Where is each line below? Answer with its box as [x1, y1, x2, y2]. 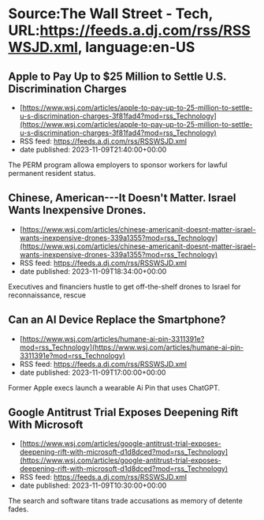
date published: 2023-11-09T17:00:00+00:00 [19, 368, 166, 377]
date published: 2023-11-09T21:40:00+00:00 [19, 145, 167, 154]
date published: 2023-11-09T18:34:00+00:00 [19, 266, 167, 276]
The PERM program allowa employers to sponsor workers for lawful [8, 160, 228, 170]
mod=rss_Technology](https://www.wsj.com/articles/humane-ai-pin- [19, 342, 244, 352]
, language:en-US [77, 39, 195, 56]
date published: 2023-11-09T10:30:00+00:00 [19, 481, 167, 490]
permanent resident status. [8, 169, 96, 178]
